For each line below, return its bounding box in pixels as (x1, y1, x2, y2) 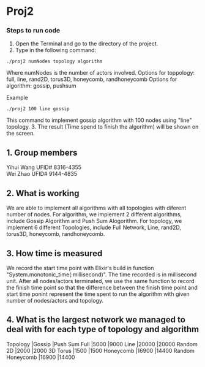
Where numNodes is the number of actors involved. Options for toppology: (6, 69, 195, 77)
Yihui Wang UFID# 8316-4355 (6, 164, 81, 171)
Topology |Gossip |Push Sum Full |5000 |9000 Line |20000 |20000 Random (6, 340, 198, 347)
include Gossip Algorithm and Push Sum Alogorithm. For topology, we (6, 218, 182, 225)
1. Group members (6, 147, 78, 157)
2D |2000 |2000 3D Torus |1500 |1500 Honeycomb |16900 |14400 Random (6, 347, 195, 354)
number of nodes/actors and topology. (6, 297, 104, 304)
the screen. (6, 130, 35, 137)
